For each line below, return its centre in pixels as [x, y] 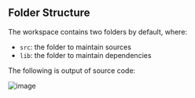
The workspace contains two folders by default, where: [97, 31]
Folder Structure [49, 13]
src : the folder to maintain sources [75, 47]
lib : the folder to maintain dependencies [85, 55]
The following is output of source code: [72, 71]
